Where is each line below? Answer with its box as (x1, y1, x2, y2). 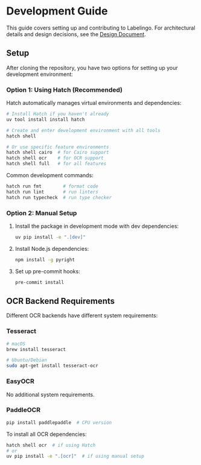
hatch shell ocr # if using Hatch (6, 442, 96, 448)
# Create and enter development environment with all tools (6, 127, 161, 133)
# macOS (6, 341, 26, 347)
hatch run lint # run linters (6, 189, 98, 195)
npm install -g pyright (14, 256, 75, 263)
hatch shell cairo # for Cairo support (6, 150, 110, 156)
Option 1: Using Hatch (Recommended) (6, 86, 123, 94)
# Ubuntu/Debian (6, 357, 47, 363)
